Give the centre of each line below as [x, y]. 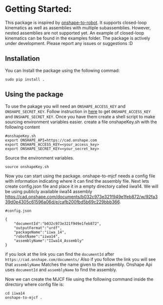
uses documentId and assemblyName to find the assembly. [61, 269]
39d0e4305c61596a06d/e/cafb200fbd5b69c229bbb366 [62, 202]
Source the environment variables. [40, 158]
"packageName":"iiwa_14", [40, 232]
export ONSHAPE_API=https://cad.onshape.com [51, 140]
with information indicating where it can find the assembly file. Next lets [77, 181]
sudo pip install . [25, 79]
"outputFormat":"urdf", [38, 228]
